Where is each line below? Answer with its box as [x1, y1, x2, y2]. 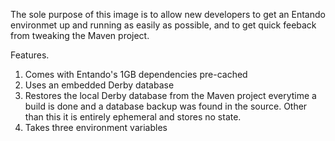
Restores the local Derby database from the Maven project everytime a [24, 90, 317, 101]
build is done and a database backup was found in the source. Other [24, 100, 308, 112]
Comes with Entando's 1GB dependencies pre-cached [24, 69, 248, 80]
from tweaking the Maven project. [10, 30, 150, 41]
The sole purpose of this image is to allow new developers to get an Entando [10, 9, 326, 20]
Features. [10, 49, 50, 61]
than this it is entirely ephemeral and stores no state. [24, 111, 242, 123]
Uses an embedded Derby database [24, 79, 175, 91]
